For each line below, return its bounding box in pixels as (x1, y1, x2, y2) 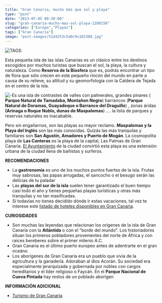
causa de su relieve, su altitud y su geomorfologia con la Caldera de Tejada (5, 77, 156, 83)
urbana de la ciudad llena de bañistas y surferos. (5, 148, 103, 154)
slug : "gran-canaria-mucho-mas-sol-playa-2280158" (5, 20, 110, 26)
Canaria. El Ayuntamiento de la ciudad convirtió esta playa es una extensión (5, 143, 157, 149)
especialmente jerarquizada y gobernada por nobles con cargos (12, 263, 141, 269)
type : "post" (5, 12, 32, 17)
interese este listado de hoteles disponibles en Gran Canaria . (12, 203, 134, 209)
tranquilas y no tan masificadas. (12, 193, 76, 198)
